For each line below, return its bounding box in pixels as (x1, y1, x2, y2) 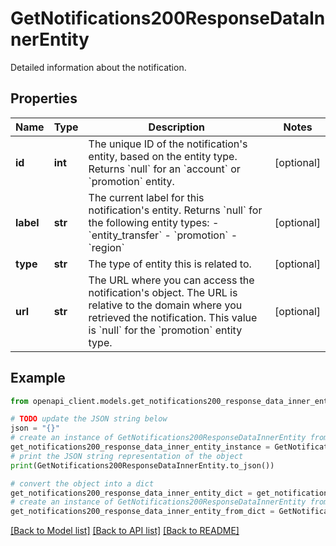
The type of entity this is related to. (88, 257, 252, 271)
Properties (10, 90, 78, 107)
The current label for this (88, 190, 205, 204)
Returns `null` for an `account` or (88, 162, 241, 176)
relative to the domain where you (88, 298, 243, 312)
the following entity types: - (88, 215, 220, 229)
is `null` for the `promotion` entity (88, 323, 243, 337)
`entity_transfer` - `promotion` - (88, 228, 238, 242)
